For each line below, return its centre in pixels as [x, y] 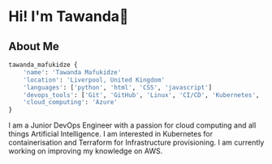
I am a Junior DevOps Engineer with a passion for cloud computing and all [132, 125]
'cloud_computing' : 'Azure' [70, 103]
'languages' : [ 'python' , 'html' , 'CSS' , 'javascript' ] [118, 87]
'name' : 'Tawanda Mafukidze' [72, 72]
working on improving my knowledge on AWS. [86, 151]
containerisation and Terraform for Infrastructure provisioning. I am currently [136, 143]
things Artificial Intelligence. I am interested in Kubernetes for [111, 134]
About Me [34, 46]
